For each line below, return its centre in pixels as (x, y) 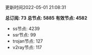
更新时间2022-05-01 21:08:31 (36, 7)
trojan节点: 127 (28, 41)
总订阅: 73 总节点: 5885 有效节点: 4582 (46, 18)
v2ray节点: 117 (27, 47)
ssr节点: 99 (24, 35)
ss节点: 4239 (26, 28)
